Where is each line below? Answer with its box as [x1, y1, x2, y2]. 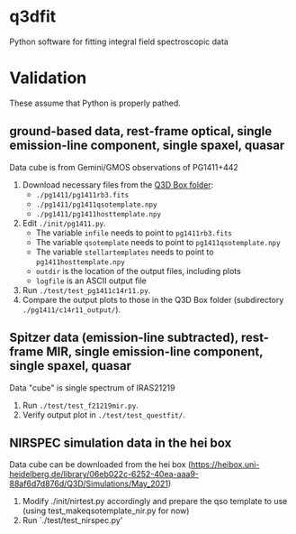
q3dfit [9, 6, 57, 27]
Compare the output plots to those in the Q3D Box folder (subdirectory [22, 294, 284, 305]
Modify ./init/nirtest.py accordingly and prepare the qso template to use [22, 496, 288, 507]
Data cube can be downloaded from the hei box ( [9, 459, 192, 470]
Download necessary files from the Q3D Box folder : [22, 179, 214, 190]
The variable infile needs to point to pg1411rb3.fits [35, 227, 232, 238]
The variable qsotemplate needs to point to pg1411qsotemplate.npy [35, 236, 281, 247]
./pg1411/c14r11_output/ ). [22, 304, 121, 315]
